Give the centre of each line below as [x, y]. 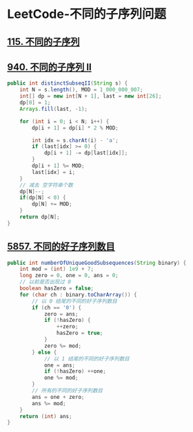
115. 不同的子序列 [44, 42]
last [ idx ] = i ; [54, 172]
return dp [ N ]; [40, 217]
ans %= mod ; [49, 403]
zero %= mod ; [62, 346]
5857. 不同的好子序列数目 [61, 247]
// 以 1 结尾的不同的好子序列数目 [87, 358]
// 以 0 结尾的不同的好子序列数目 [74, 301]
